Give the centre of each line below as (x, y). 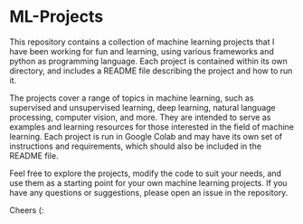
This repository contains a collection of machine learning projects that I (142, 42)
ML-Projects (57, 17)
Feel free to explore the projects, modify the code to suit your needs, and (146, 173)
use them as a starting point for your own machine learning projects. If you (148, 182)
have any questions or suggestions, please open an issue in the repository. (149, 192)
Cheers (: (27, 209)
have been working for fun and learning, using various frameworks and (142, 51)
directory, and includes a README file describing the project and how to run (151, 71)
